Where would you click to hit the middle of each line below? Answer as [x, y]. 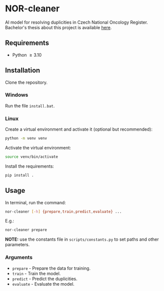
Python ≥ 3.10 [27, 55]
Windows [17, 95]
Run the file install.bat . [30, 106]
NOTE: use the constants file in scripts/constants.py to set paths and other [82, 239]
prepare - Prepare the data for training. [51, 268]
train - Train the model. [36, 273]
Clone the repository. [26, 82]
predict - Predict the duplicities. [45, 279]
